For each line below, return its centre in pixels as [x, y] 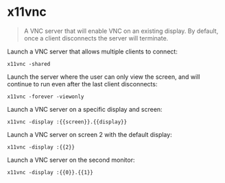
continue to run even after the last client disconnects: [82, 84]
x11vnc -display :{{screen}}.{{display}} [67, 122]
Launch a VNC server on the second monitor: [71, 160]
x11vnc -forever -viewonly [46, 97]
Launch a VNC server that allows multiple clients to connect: [93, 51]
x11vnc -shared [29, 64]
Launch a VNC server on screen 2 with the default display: [90, 134]
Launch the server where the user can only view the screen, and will [104, 77]
